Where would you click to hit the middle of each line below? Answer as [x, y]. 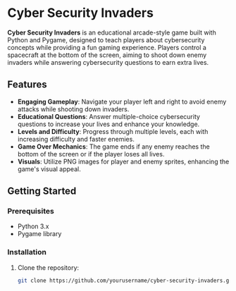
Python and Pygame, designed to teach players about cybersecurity [106, 39]
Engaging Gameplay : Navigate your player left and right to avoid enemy [122, 101]
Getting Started [42, 191]
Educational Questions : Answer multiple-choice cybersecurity [109, 116]
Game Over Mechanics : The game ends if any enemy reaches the [113, 147]
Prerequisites [31, 211]
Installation [27, 252]
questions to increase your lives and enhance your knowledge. [108, 124]
